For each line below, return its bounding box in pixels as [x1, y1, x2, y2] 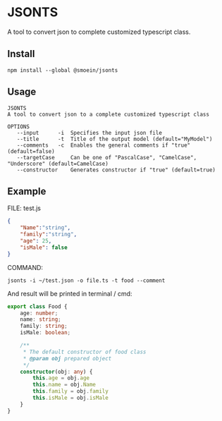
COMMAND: [7, 263, 44, 271]
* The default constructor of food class [23, 348, 147, 355]
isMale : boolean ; [20, 329, 71, 336]
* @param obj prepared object [23, 355, 112, 362]
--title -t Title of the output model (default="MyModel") [16, 135, 213, 142]
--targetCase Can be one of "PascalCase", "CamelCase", [16, 154, 197, 161]
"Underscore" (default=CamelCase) [7, 160, 109, 167]
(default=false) [7, 147, 55, 155]
